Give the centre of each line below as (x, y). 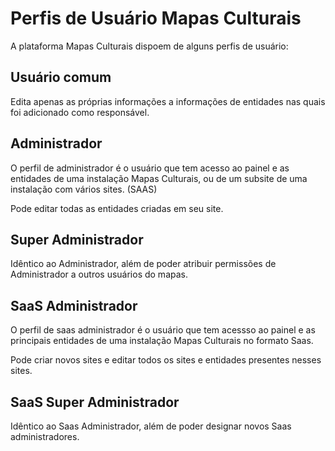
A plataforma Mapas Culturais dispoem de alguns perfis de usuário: (149, 46)
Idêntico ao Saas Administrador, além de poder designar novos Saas (151, 426)
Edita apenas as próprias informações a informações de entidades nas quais (168, 101)
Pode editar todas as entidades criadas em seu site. (117, 208)
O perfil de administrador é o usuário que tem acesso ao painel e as (150, 168)
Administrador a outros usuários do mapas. (99, 274)
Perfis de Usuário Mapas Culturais (156, 18)
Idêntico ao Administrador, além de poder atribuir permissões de (143, 264)
